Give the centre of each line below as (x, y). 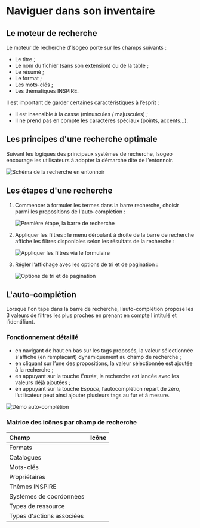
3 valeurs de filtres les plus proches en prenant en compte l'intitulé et (92, 315)
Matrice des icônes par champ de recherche (72, 422)
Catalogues (25, 458)
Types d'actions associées (47, 516)
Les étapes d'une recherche (59, 191)
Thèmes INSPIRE (33, 487)
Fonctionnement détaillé (42, 337)
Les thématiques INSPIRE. (47, 91)
